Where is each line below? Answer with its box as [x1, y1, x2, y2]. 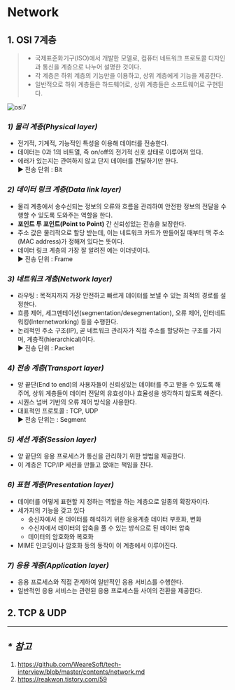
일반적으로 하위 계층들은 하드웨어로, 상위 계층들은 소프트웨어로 [34, 80, 205, 88]
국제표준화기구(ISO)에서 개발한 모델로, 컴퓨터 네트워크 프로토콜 [34, 54, 207, 62]
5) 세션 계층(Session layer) [7, 434, 97, 444]
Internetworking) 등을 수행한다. [31, 317, 119, 326]
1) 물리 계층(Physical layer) [7, 121, 98, 131]
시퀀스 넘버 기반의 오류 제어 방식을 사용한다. [17, 398, 138, 406]
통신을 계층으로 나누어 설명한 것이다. [42, 62, 142, 71]
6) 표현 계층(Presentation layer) [7, 480, 114, 490]
